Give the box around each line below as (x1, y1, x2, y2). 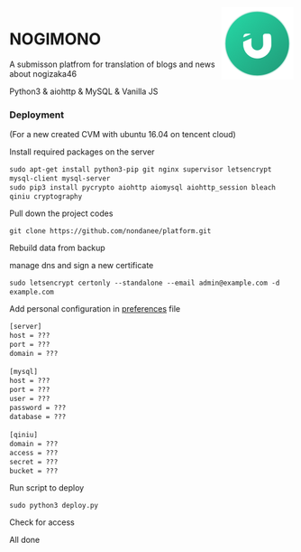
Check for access (9, 517, 75, 528)
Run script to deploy (9, 482, 85, 493)
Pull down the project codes (9, 208, 114, 219)
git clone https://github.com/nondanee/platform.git (9, 227, 212, 236)
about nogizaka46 (9, 68, 78, 79)
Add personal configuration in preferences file (9, 304, 181, 314)
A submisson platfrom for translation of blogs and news (9, 59, 215, 70)
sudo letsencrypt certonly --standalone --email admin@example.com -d (9, 278, 280, 288)
